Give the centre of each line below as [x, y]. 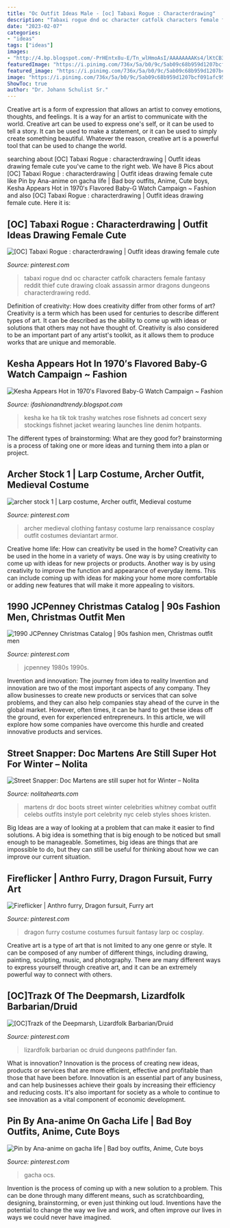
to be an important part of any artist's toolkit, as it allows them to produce [111, 335]
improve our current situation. [49, 857]
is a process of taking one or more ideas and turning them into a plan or [108, 445]
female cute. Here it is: [39, 203]
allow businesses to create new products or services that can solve [102, 696]
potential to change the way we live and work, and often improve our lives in [114, 1209]
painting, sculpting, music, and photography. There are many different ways [114, 960]
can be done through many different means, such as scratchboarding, [106, 1195]
